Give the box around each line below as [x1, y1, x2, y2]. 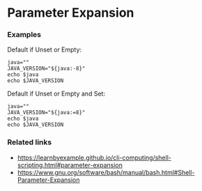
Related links [7, 137, 52, 147]
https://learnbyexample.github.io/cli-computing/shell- [17, 153, 172, 162]
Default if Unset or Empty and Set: [7, 89, 106, 98]
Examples [7, 30, 42, 40]
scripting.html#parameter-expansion [17, 160, 123, 169]
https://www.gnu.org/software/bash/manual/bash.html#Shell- [17, 168, 195, 176]
